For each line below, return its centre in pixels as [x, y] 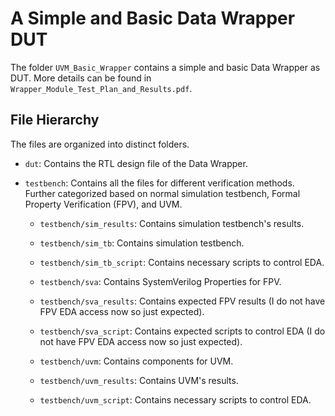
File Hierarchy [55, 120]
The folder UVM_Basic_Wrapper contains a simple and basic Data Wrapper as [165, 67]
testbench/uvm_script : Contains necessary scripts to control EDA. [175, 399]
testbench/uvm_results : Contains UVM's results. [139, 380]
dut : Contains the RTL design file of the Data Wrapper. [136, 163]
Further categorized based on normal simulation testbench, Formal [162, 193]
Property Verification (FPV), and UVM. [103, 204]
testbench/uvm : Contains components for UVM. [136, 361]
